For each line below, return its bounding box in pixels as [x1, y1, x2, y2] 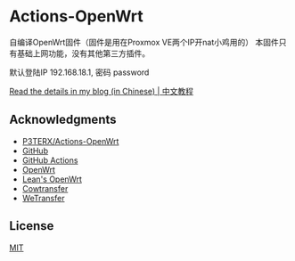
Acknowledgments [9, 112, 118, 127]
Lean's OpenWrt [21, 174, 83, 184]
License [9, 218, 54, 233]
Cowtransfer [21, 183, 69, 193]
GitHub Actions [21, 154, 78, 166]
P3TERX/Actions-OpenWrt [21, 135, 119, 146]
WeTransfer [21, 192, 65, 203]
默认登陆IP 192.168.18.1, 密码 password [9, 67, 150, 77]
